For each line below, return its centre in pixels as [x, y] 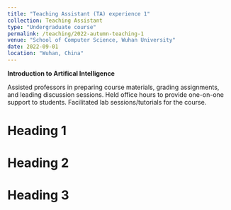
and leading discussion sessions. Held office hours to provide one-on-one [116, 94]
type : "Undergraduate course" [52, 27]
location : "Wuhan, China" [45, 54]
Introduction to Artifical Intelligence [61, 73]
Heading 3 [38, 196]
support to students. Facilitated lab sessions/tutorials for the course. [107, 102]
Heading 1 [37, 131]
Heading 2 [38, 163]
